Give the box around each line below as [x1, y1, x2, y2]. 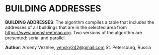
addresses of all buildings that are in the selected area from [5, 24, 127, 30]
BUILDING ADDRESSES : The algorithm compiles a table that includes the [5, 19, 155, 25]
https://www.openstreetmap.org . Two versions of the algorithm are [5, 29, 143, 35]
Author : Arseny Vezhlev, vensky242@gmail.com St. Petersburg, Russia [5, 44, 152, 50]
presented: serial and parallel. [5, 35, 66, 41]
